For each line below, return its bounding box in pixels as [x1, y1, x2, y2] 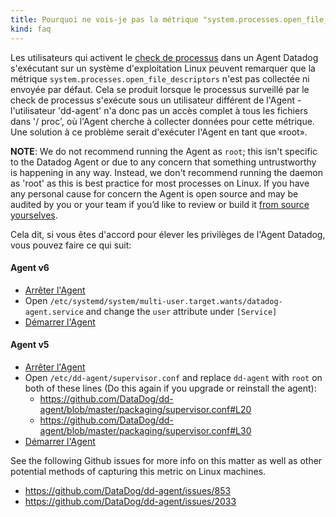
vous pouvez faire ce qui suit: [10, 239, 132, 251]
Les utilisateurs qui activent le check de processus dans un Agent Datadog [10, 51, 319, 63]
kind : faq [10, 24, 52, 34]
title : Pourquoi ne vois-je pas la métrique [10, 14, 199, 25]
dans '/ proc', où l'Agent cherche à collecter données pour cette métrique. [10, 115, 315, 127]
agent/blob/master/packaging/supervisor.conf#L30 [39, 424, 252, 436]
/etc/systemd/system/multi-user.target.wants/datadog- [49, 296, 283, 306]
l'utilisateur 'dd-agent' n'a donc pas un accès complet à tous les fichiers [10, 104, 308, 116]
